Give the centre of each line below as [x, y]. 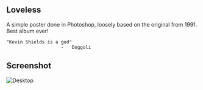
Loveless [24, 10]
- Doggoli [76, 47]
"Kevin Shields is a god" [39, 42]
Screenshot [29, 66]
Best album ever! [27, 31]
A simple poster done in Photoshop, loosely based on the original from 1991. [102, 24]
